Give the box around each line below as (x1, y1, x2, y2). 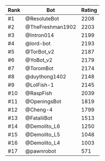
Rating (81, 7, 97, 13)
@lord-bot (25, 40, 51, 47)
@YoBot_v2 (25, 57, 53, 63)
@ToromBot (25, 65, 54, 72)
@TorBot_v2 (25, 48, 55, 55)
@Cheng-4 (25, 106, 53, 113)
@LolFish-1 (25, 82, 54, 88)
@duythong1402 (25, 73, 66, 80)
